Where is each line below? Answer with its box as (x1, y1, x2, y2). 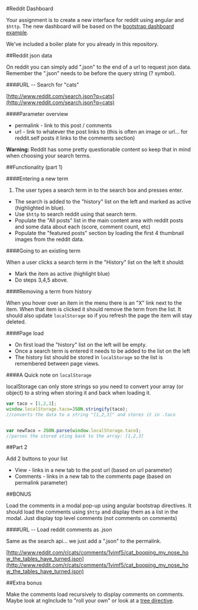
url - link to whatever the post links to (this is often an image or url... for (14, 128, 188, 135)
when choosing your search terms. (6, 152, 91, 159)
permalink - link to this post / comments (14, 122, 112, 129)
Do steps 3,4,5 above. (14, 276, 69, 283)
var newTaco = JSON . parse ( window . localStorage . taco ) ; (6, 427, 142, 434)
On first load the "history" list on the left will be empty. (14, 341, 147, 348)
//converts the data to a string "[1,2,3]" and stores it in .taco (6, 411, 176, 418)
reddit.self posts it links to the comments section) (14, 134, 135, 141)
